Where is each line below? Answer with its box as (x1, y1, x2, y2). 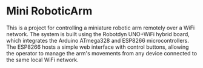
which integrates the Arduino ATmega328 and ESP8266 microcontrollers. (6, 37, 190, 44)
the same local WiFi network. (6, 56, 79, 63)
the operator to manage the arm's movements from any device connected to (6, 49, 198, 57)
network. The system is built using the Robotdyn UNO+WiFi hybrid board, (6, 30, 190, 37)
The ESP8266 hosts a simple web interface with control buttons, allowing (6, 43, 189, 51)
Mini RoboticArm (6, 4, 93, 18)
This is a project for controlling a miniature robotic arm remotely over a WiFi (6, 24, 195, 31)
